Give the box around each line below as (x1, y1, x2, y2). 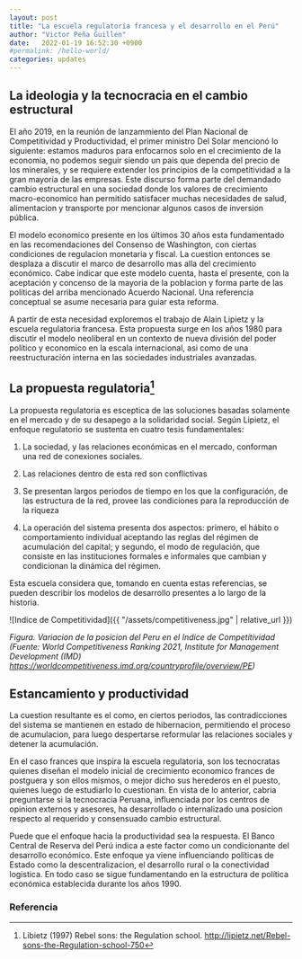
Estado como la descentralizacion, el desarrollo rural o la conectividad (9, 859, 270, 870)
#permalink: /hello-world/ (9, 47, 111, 56)
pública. (9, 212, 40, 223)
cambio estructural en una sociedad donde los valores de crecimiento (9, 183, 268, 194)
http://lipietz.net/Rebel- (204, 929, 291, 940)
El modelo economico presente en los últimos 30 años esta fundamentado (9, 229, 285, 240)
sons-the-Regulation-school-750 (22, 939, 146, 950)
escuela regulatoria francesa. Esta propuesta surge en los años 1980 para (9, 323, 283, 333)
